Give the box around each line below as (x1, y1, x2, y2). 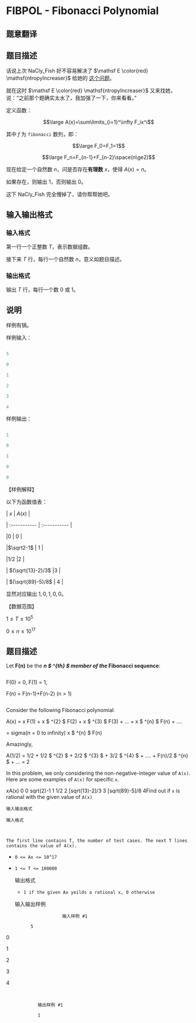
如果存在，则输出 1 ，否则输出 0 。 (6, 178, 87, 185)
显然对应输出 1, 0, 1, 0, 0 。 (6, 590, 67, 597)
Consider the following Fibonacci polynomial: (6, 706, 116, 713)
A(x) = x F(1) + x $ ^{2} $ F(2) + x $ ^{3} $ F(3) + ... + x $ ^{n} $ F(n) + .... (6, 717, 183, 725)
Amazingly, (6, 740, 33, 747)
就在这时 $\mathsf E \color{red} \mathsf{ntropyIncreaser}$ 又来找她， (6, 87, 176, 94)
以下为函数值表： (6, 498, 48, 505)
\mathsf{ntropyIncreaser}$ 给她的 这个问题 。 (6, 74, 115, 82)
